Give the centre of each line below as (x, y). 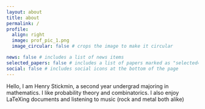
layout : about (24, 12)
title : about (23, 18)
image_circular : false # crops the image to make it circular (92, 47)
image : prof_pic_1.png (41, 40)
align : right (28, 35)
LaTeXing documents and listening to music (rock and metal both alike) (95, 99)
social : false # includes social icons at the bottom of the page (92, 69)
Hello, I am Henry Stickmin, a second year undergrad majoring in (88, 86)
